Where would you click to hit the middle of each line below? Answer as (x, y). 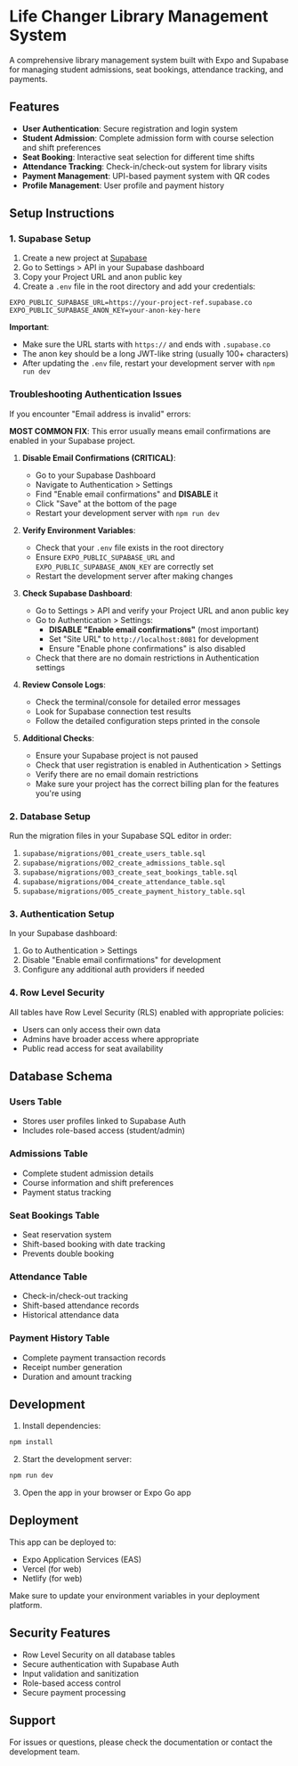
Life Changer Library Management (139, 16)
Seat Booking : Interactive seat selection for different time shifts (138, 157)
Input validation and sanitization (81, 1673)
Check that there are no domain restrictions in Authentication (147, 658)
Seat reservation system (67, 1234)
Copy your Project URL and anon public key (102, 277)
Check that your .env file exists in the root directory (129, 547)
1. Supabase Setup (50, 239)
